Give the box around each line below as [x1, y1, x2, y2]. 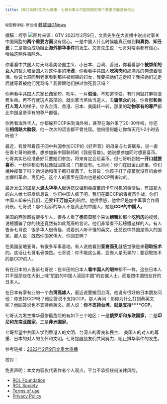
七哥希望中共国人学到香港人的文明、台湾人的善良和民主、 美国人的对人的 [5, 329, 155, 335]
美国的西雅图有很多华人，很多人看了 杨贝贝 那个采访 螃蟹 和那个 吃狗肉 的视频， [5, 214, 162, 220]
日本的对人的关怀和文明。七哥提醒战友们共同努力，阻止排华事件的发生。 [13, 335, 162, 341]
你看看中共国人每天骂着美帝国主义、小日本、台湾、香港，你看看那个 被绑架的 [5, 61, 162, 67]
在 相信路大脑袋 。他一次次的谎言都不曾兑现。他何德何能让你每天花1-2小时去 [5, 126, 160, 132]
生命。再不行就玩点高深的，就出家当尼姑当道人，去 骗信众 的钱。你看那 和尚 [9, 97, 162, 103]
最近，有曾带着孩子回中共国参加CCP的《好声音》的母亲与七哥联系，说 [5, 143, 150, 149]
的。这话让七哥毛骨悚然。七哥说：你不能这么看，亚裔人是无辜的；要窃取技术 [5, 250, 162, 256]
